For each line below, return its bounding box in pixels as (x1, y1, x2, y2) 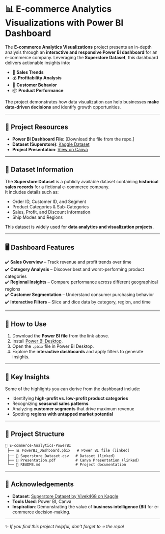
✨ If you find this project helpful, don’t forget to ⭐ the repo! (5, 523, 124, 529)
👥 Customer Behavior (12, 82, 57, 88)
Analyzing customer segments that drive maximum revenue (12, 406, 135, 411)
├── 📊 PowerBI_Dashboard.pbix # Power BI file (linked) (7, 448, 130, 453)
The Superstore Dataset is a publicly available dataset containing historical (5, 178, 159, 184)
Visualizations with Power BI (5, 17, 124, 29)
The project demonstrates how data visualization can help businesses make (5, 99, 159, 104)
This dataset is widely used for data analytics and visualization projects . (5, 224, 154, 230)
